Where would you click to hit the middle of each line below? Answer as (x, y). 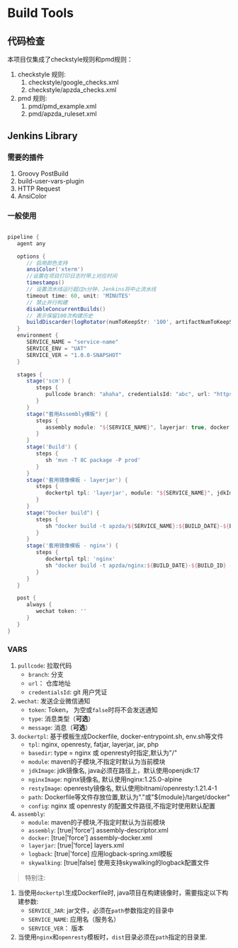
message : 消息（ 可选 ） (60, 728)
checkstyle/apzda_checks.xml (72, 90)
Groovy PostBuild (43, 173)
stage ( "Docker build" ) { (63, 513)
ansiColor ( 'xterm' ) (55, 270)
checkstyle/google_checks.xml (73, 82)
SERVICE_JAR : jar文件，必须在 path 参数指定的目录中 (101, 910)
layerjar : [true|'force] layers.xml (76, 845)
